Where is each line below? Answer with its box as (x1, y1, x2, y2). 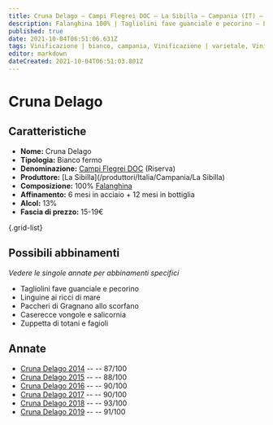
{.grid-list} (8, 222, 43, 232)
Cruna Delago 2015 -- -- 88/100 (19, 372, 128, 382)
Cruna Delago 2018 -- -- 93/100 (19, 398, 128, 408)
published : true (8, 27, 63, 35)
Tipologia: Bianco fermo (19, 155, 103, 164)
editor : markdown (8, 50, 67, 58)
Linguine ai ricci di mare (19, 292, 101, 302)
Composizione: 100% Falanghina (19, 181, 132, 191)
